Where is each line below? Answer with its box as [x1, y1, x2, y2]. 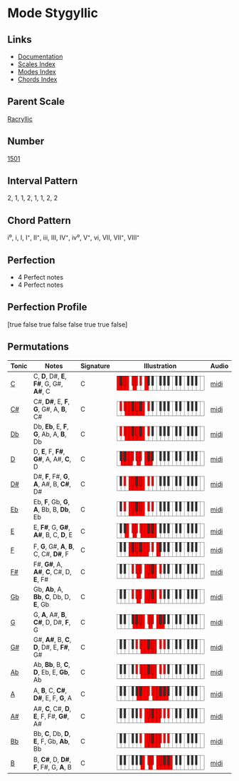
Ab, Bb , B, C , [33, 660, 70, 669]
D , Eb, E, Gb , [33, 668, 70, 677]
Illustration [144, 362, 177, 370]
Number [7, 136, 45, 148]
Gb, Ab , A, [33, 585, 64, 593]
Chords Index [17, 75, 58, 83]
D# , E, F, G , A [33, 693, 73, 702]
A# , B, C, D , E [33, 531, 73, 539]
